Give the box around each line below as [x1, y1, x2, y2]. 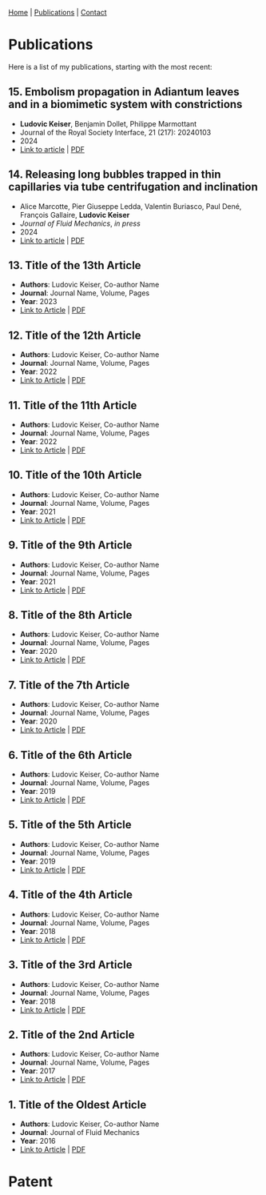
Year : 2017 [19, 1066, 56, 1076]
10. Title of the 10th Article [8, 468, 142, 482]
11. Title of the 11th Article [8, 399, 137, 412]
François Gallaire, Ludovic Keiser [19, 210, 130, 219]
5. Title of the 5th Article [8, 818, 132, 832]
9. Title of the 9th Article [8, 539, 133, 552]
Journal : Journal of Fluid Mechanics [19, 1128, 140, 1137]
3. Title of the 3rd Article [8, 958, 133, 972]
